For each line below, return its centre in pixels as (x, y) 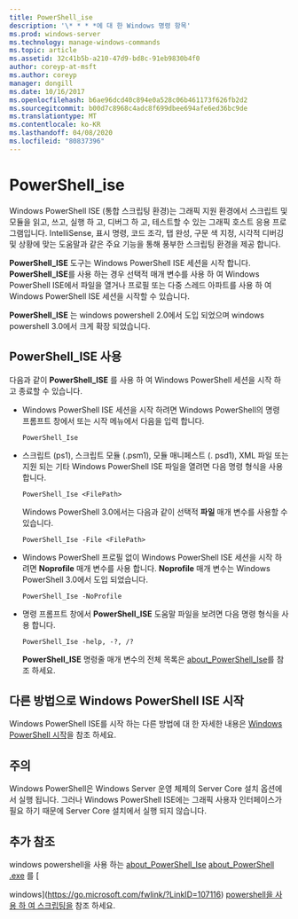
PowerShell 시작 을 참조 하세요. (63, 735)
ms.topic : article (43, 51)
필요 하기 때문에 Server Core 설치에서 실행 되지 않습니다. (108, 811)
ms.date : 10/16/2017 (47, 91)
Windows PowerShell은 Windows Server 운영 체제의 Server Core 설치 (134, 789)
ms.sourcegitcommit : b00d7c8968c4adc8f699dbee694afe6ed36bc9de (129, 108)
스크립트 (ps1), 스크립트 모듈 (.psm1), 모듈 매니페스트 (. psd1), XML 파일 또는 (155, 455)
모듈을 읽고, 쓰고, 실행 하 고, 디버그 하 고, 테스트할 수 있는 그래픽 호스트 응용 (140, 222)
